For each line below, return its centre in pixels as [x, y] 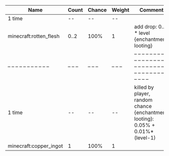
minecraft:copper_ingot [35, 146]
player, [142, 94]
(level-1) [145, 138]
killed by [144, 87]
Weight [120, 10]
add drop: [146, 27]
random [143, 100]
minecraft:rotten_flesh [34, 36]
